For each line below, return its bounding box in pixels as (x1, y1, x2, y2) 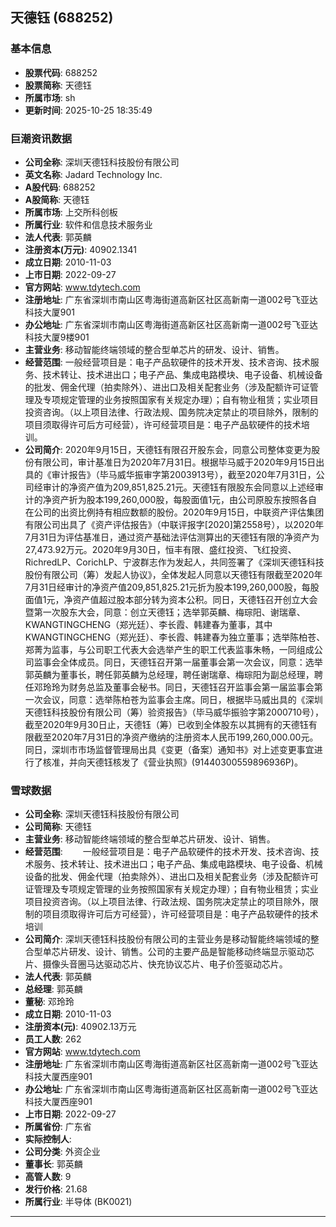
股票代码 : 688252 (24, 66, 98, 78)
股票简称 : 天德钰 (24, 79, 92, 91)
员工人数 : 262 (24, 1033, 82, 1045)
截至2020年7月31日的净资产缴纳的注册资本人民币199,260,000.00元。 (33, 731, 319, 743)
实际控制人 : (24, 1133, 72, 1145)
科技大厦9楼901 (24, 331, 90, 343)
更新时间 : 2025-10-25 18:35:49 (24, 104, 153, 116)
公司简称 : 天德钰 (24, 821, 92, 833)
